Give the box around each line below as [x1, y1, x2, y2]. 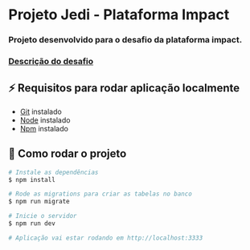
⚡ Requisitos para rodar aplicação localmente [8, 82, 240, 95]
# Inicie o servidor [8, 212, 78, 220]
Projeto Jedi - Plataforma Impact [8, 6, 230, 24]
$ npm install [8, 175, 56, 183]
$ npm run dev [8, 220, 56, 228]
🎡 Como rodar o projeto [8, 147, 127, 161]
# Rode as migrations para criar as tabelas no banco [8, 190, 193, 198]
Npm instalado [19, 123, 68, 133]
